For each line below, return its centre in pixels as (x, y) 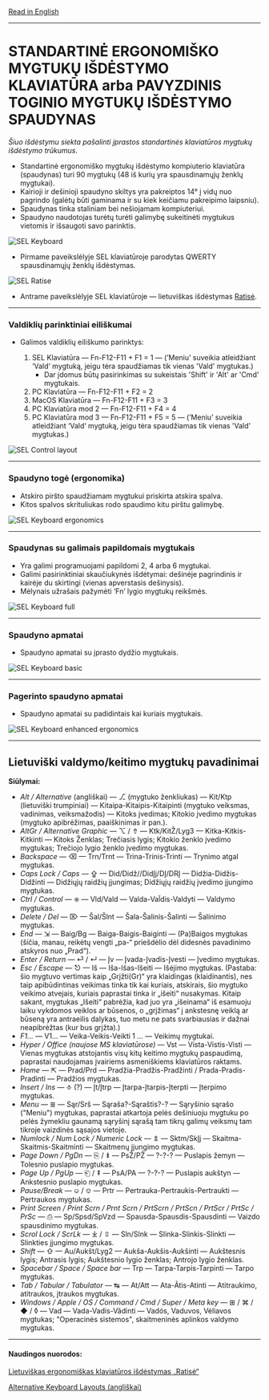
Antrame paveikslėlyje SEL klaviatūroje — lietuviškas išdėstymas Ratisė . (139, 296)
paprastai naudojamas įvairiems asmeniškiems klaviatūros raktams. (131, 1061)
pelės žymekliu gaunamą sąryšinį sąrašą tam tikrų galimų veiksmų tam (136, 1122)
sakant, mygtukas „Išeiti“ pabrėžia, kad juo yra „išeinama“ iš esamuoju (135, 1002)
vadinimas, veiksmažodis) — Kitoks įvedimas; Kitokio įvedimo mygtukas (138, 814)
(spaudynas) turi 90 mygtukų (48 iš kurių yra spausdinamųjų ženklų (131, 174)
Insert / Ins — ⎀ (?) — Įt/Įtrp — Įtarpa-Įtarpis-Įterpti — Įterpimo (123, 1087)
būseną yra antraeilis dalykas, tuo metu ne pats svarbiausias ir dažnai (134, 1019)
